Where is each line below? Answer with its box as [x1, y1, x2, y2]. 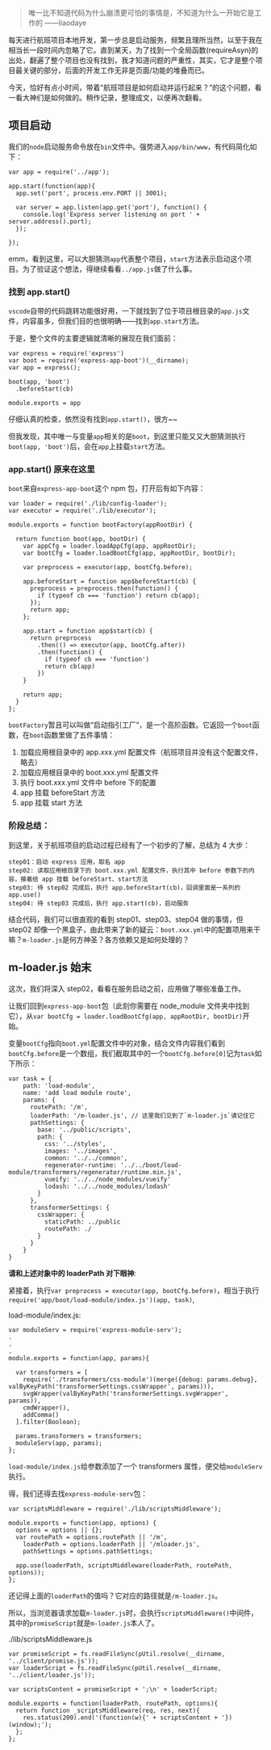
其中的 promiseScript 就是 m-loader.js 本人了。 [8, 1617, 159, 1628]
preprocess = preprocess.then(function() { [29, 585, 179, 593]
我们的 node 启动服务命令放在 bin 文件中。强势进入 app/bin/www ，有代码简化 [8, 142, 250, 151]
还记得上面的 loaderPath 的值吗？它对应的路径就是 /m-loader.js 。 [8, 1591, 223, 1600]
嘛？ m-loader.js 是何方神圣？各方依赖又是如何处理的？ [8, 934, 190, 945]
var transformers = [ [15, 1368, 89, 1376]
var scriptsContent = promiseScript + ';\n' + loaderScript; [8, 1685, 219, 1693]
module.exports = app [8, 399, 81, 408]
